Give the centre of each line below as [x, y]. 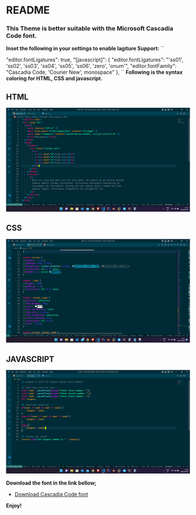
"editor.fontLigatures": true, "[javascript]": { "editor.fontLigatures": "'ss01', [95, 60]
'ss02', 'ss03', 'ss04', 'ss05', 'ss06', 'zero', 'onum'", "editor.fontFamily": [91, 66]
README [28, 10]
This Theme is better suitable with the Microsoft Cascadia [90, 29]
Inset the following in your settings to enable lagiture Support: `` [85, 49]
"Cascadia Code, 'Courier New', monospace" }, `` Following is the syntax [94, 72]
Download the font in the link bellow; [51, 483]
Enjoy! [14, 506]
